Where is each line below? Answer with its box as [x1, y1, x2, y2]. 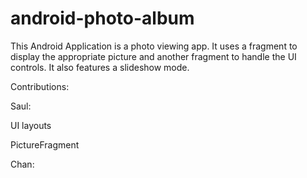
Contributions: [10, 80, 70, 92]
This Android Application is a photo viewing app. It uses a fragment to [10, 40, 298, 52]
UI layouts [10, 119, 52, 131]
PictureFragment [10, 138, 80, 151]
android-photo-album [10, 7, 195, 30]
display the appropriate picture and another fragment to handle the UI [10, 50, 297, 62]
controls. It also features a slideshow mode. [10, 61, 190, 73]
